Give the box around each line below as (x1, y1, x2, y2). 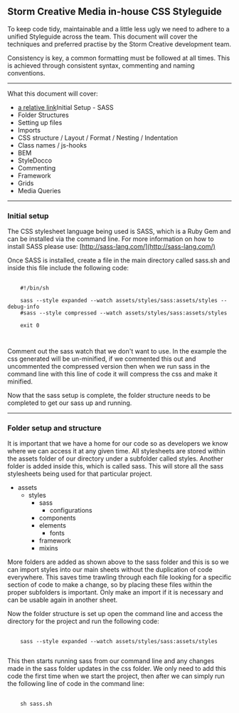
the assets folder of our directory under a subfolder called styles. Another (7, 454, 223, 463)
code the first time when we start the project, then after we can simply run (7, 672, 225, 680)
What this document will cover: (7, 89, 98, 98)
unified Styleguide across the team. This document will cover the (7, 32, 198, 41)
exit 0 (20, 322, 40, 329)
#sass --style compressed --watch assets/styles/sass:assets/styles (20, 309, 228, 317)
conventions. (7, 68, 46, 77)
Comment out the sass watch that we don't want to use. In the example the (7, 347, 227, 356)
